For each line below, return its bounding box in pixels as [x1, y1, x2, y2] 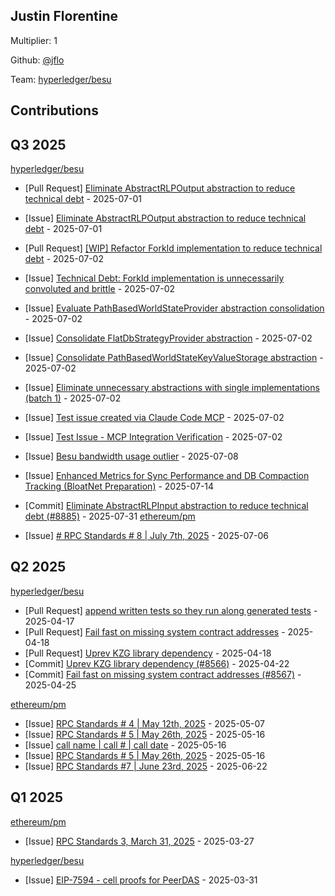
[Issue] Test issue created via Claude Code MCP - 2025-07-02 [24, 412, 285, 424]
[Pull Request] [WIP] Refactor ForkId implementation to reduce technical [24, 242, 323, 254]
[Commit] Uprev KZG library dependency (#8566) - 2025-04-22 [24, 657, 290, 669]
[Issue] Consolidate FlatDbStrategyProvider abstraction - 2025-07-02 [24, 332, 313, 344]
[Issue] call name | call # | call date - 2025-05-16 [24, 739, 227, 751]
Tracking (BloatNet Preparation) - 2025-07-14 [24, 480, 215, 493]
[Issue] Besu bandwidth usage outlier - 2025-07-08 [24, 450, 239, 463]
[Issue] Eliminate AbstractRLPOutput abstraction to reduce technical [24, 212, 307, 224]
